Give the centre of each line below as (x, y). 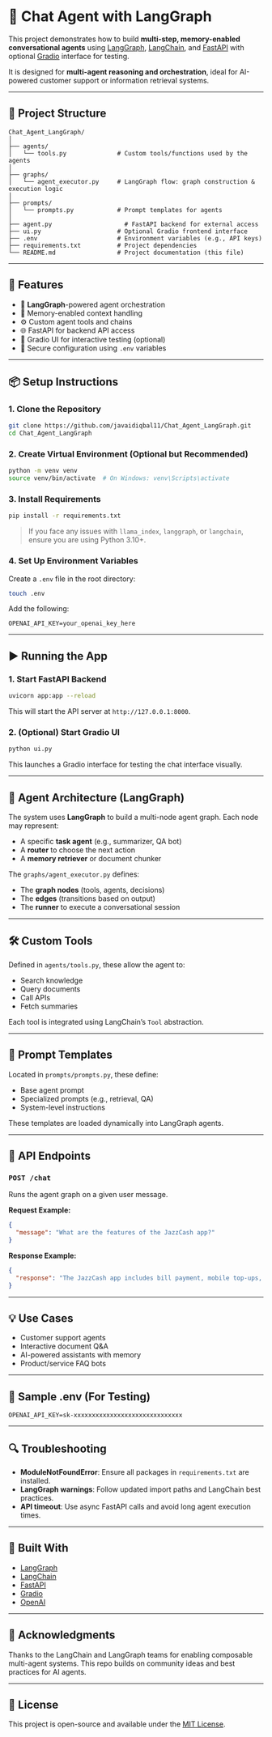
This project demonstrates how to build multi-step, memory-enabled (124, 39)
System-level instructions (62, 1107)
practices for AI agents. (47, 1671)
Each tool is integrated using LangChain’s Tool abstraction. (106, 1021)
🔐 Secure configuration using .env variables (93, 348)
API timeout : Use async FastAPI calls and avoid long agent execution (135, 1506)
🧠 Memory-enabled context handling (81, 313)
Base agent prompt (52, 1090)
